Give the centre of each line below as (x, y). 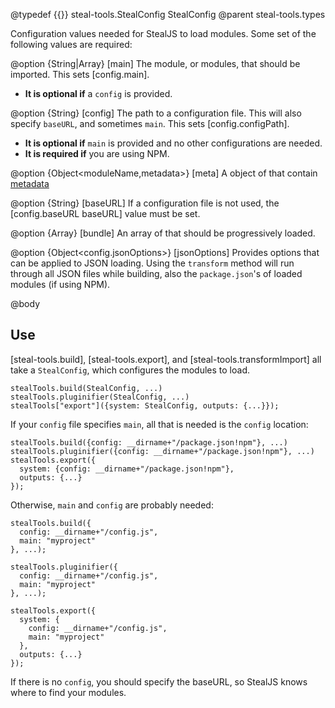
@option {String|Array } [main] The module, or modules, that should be (155, 63)
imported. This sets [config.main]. (80, 74)
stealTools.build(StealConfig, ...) (86, 388)
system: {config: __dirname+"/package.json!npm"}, (127, 469)
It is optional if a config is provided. (98, 93)
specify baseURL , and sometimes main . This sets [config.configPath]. (150, 123)
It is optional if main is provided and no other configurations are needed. (173, 143)
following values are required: (71, 44)
